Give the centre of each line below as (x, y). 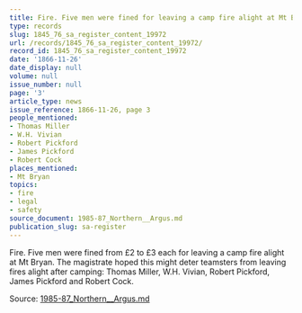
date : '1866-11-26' (46, 59)
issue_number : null (46, 85)
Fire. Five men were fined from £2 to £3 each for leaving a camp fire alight (147, 252)
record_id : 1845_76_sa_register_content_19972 (98, 51)
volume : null (34, 76)
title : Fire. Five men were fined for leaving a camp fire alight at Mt (148, 18)
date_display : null (46, 68)
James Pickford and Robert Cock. (72, 281)
